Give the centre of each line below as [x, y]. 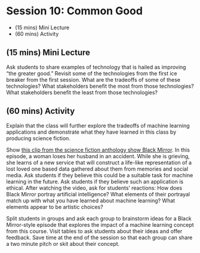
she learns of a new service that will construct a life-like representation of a [99, 162]
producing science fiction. [38, 138]
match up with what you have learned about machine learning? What [91, 200]
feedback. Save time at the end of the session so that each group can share [99, 237]
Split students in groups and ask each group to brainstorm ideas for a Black [99, 218]
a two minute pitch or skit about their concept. [63, 243]
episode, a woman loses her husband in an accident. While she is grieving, [98, 156]
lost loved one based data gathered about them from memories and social [97, 169]
